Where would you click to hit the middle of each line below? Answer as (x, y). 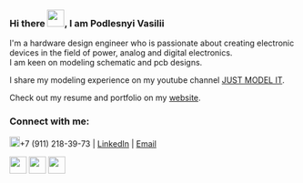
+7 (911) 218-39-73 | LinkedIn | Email (88, 143)
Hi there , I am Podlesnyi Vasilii (87, 23)
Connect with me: (50, 121)
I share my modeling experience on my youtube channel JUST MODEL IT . (147, 80)
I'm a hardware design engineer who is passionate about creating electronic (152, 43)
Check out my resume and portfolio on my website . (106, 98)
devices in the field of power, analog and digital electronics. (121, 53)
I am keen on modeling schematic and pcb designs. (106, 63)
